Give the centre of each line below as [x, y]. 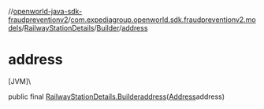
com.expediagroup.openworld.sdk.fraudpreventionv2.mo [163, 20]
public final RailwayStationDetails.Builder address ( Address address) [117, 96]
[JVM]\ [20, 81]
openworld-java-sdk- [48, 11]
